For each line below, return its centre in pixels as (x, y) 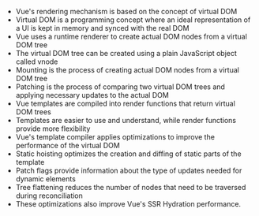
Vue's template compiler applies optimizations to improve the (115, 137)
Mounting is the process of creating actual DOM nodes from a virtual (127, 70)
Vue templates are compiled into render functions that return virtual (125, 103)
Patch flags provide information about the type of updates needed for (129, 170)
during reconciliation (49, 196)
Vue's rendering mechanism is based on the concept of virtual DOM (126, 11)
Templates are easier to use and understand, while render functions (126, 120)
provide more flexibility (53, 128)
